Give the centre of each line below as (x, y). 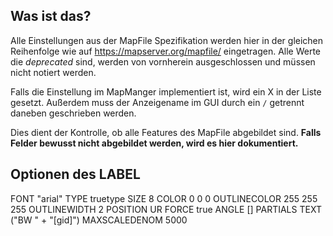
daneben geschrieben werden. (73, 113)
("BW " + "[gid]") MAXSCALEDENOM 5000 (99, 220)
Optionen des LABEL (75, 174)
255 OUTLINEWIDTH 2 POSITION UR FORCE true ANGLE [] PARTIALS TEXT (166, 209)
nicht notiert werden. (53, 72)
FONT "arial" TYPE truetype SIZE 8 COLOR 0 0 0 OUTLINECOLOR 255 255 (164, 198)
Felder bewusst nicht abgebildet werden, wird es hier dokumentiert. (154, 143)
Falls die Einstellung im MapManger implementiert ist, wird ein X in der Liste (166, 91)
